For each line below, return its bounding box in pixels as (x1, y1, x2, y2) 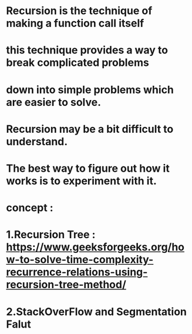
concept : (6, 201, 54, 215)
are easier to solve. (6, 95, 102, 109)
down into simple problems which (6, 83, 174, 96)
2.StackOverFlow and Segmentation (6, 305, 187, 318)
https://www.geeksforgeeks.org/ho (6, 241, 185, 254)
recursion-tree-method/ (6, 278, 126, 292)
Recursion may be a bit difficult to (6, 122, 174, 136)
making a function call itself (6, 16, 144, 30)
